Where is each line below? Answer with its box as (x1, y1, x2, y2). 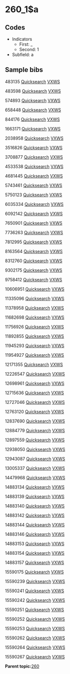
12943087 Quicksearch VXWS (5, 455, 65, 461)
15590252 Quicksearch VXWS (5, 616, 65, 622)
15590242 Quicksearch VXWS (5, 597, 65, 603)
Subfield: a (12, 52, 34, 57)
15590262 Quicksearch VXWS (5, 635, 65, 641)
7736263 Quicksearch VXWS (5, 229, 63, 235)
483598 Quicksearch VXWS (5, 88, 61, 94)
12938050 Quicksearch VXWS (5, 446, 65, 452)
